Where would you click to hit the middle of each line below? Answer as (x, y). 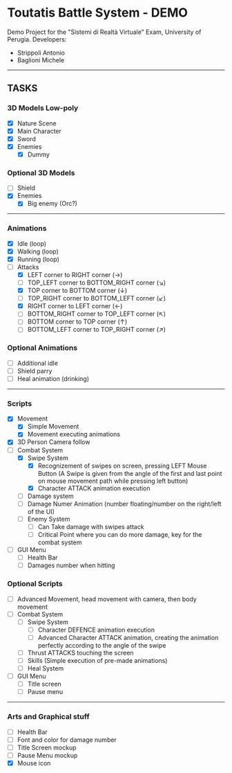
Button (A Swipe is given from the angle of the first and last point (130, 473)
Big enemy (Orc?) (52, 204)
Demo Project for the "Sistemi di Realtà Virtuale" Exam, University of (104, 32)
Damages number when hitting (71, 565)
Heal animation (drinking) (53, 378)
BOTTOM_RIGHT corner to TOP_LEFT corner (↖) (97, 314)
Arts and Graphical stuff (48, 717)
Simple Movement (53, 427)
